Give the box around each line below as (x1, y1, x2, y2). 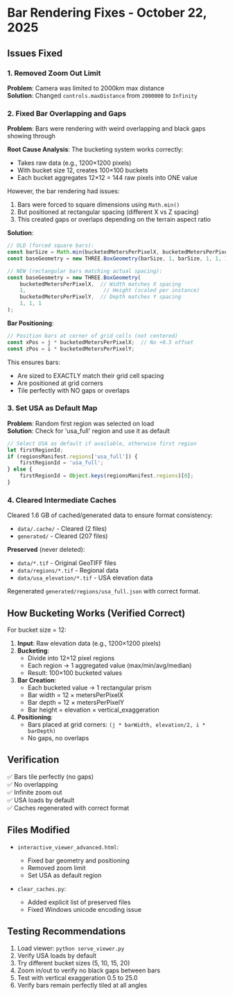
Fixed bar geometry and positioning (27, 856, 130, 865)
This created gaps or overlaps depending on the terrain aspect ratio (17, 215, 212, 224)
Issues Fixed (7, 47, 63, 59)
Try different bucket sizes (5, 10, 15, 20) (17, 958, 130, 967)
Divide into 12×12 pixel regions (27, 654, 115, 662)
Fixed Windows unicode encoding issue (27, 905, 142, 913)
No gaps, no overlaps (27, 734, 89, 742)
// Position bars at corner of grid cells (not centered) (7, 332, 178, 339)
